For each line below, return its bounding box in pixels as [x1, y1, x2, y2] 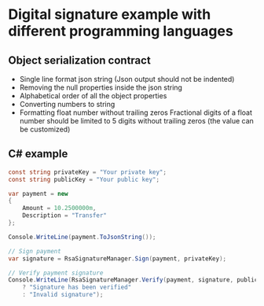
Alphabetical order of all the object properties [19, 91, 167, 100]
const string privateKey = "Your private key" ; [8, 168, 167, 176]
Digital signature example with [8, 6, 211, 24]
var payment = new [8, 190, 68, 197]
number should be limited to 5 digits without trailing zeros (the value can [19, 116, 254, 125]
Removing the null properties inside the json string [19, 83, 183, 92]
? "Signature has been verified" [22, 283, 132, 292]
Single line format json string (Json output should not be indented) [19, 75, 235, 83]
